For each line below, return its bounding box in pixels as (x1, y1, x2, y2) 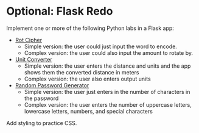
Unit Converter (15, 56, 53, 63)
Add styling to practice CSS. (6, 119, 77, 126)
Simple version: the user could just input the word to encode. (24, 43, 178, 50)
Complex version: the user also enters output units (24, 75, 151, 82)
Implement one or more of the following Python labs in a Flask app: (6, 24, 175, 32)
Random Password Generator (15, 81, 89, 89)
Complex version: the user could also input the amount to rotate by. (24, 49, 194, 56)
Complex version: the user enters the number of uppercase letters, (24, 101, 192, 108)
